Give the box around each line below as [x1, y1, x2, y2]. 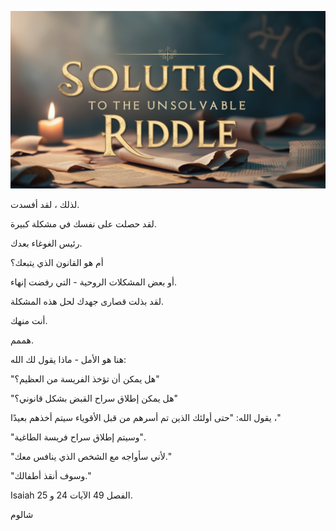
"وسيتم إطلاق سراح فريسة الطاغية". [10, 431, 146, 443]
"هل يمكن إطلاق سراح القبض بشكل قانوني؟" [10, 392, 179, 405]
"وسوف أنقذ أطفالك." [10, 470, 92, 482]
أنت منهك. [10, 315, 48, 327]
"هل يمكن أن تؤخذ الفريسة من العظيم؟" [10, 373, 160, 385]
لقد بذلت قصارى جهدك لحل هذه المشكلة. [10, 296, 165, 308]
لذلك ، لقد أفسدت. [10, 199, 80, 211]
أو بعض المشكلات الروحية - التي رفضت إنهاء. [10, 276, 178, 288]
